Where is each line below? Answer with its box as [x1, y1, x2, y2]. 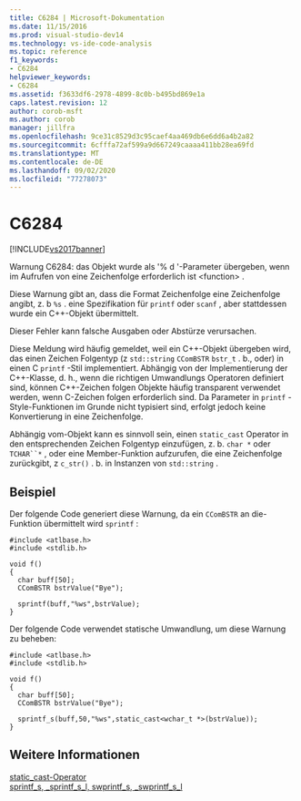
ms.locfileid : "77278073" [9, 174, 107, 183]
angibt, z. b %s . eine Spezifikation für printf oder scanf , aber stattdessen [9, 298, 287, 310]
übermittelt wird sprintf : [44, 519, 139, 529]
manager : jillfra [9, 124, 75, 133]
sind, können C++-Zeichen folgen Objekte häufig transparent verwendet [9, 382, 281, 393]
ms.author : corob [9, 115, 75, 124]
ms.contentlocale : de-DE [9, 157, 104, 167]
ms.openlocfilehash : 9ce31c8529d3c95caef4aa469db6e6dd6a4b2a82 [9, 132, 255, 141]
